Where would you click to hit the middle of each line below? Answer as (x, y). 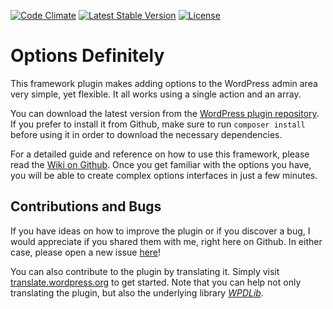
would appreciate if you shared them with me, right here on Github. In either (166, 241)
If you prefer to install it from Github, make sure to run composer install (158, 124)
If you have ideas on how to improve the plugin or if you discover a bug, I (160, 231)
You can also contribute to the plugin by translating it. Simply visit (145, 271)
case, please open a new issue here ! (86, 252)
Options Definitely (87, 56)
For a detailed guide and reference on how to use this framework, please (160, 154)
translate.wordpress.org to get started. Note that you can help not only (156, 282)
